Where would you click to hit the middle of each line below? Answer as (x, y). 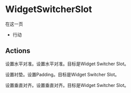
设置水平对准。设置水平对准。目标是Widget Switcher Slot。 (67, 64)
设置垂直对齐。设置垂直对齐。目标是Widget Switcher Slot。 (67, 85)
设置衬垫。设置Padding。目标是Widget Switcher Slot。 (62, 74)
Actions (18, 51)
